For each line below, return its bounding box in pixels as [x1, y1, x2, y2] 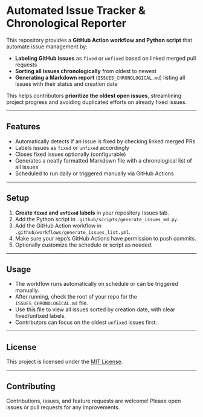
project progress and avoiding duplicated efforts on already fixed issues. [6, 98, 187, 106]
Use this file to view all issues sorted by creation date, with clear [14, 306, 175, 313]
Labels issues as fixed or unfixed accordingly [14, 144, 129, 151]
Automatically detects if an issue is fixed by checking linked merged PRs [14, 137, 196, 145]
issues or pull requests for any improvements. [6, 404, 120, 411]
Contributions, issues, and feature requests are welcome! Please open [6, 397, 181, 404]
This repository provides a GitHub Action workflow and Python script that [6, 36, 193, 44]
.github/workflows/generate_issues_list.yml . [14, 228, 131, 236]
